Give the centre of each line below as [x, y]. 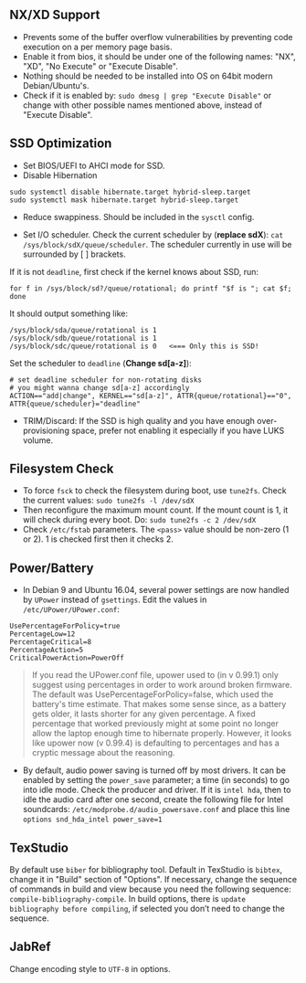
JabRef [31, 947]
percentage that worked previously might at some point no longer [155, 724]
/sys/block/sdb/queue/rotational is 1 [83, 338]
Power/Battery [52, 568]
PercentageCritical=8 [51, 642]
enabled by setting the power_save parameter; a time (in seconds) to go [156, 780]
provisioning [46, 430]
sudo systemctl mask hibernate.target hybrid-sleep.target [124, 200]
